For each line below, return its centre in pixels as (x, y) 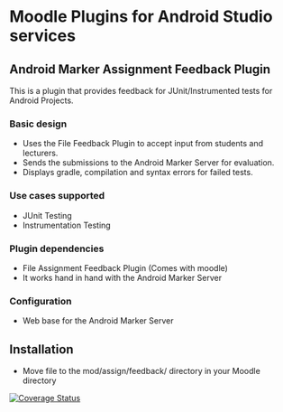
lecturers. (40, 153)
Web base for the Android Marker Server (98, 321)
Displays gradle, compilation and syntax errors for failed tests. (138, 173)
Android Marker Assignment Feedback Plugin (140, 69)
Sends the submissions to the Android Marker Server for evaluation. (148, 163)
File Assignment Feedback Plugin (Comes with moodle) (125, 267)
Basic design (38, 124)
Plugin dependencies (57, 248)
